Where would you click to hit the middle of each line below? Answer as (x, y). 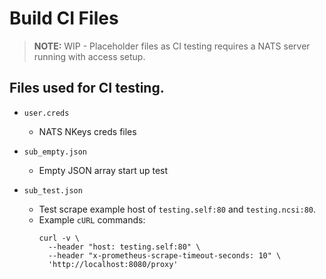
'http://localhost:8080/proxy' (113, 264)
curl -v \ (59, 238)
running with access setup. (89, 56)
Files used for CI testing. (87, 88)
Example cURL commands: (92, 219)
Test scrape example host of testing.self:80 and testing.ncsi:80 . (177, 209)
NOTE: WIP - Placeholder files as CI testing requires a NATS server (172, 46)
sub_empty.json (55, 152)
